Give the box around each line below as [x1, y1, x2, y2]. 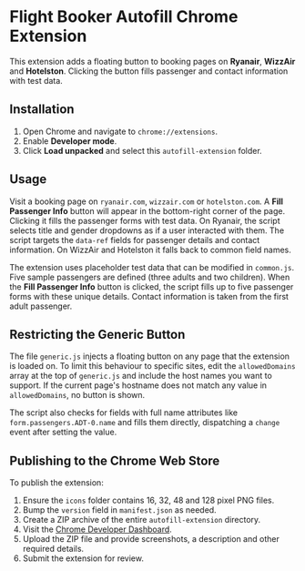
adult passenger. [9, 301, 73, 311]
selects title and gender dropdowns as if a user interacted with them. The [9, 225, 285, 236]
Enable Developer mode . [22, 135, 117, 147]
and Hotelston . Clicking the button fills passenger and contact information [9, 66, 289, 76]
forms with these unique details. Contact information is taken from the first [9, 291, 290, 301]
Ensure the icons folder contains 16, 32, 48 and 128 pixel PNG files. [22, 495, 275, 506]
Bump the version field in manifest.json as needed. [22, 505, 217, 515]
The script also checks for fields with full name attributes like [9, 407, 239, 418]
